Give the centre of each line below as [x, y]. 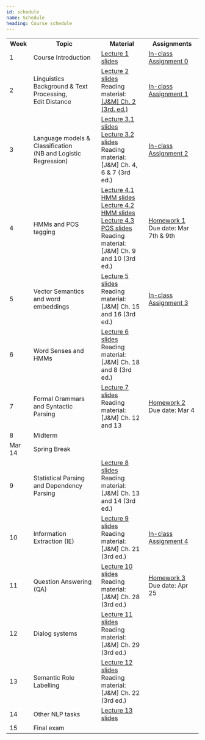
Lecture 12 [117, 663]
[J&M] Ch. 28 [120, 597]
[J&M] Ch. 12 [120, 418]
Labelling [46, 685]
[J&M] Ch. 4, [119, 165]
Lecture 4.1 [118, 190]
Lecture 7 [115, 388]
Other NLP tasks [57, 714]
